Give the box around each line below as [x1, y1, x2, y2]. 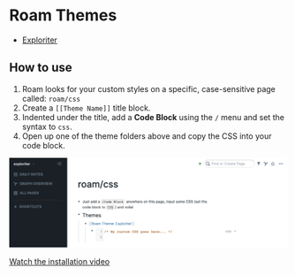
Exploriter [21, 34, 57, 45]
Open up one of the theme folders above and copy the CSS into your [21, 130, 272, 141]
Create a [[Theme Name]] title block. [21, 103, 151, 113]
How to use [9, 60, 72, 75]
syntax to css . [21, 121, 72, 132]
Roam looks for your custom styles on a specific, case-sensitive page [21, 83, 276, 94]
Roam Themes [9, 5, 117, 26]
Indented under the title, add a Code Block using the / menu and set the [21, 111, 285, 122]
